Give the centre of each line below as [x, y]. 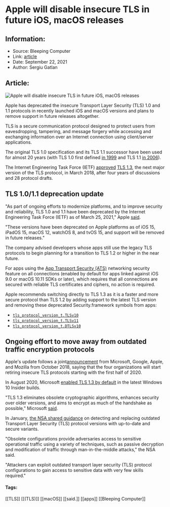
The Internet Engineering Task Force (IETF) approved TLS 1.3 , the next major [85, 167]
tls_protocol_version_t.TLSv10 [46, 315]
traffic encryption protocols [50, 350]
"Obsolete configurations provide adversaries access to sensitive [73, 439]
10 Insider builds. [23, 388]
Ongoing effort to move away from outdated [76, 342]
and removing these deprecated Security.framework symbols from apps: [81, 305]
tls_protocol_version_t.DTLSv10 [47, 326]
